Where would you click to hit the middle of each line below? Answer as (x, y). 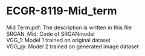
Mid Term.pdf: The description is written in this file (69, 27)
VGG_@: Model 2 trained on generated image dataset (72, 46)
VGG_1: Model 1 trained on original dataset (58, 40)
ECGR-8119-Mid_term (62, 11)
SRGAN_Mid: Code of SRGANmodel (50, 33)
